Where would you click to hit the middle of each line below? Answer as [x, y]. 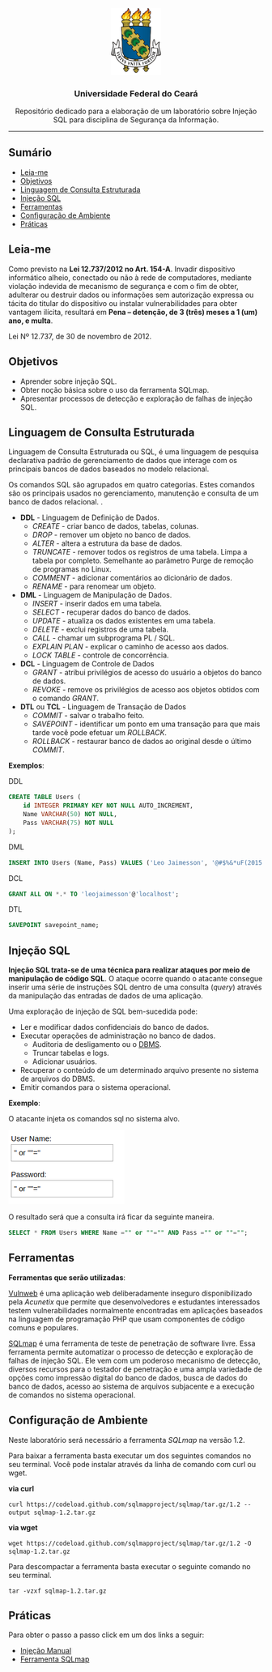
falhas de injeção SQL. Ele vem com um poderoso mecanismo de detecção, [134, 1360]
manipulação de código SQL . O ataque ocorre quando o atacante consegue [136, 979]
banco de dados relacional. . [56, 502]
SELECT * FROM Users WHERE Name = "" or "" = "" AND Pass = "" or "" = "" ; [128, 1233]
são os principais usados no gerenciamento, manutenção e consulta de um [134, 493]
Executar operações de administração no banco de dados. [118, 1036]
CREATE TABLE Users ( [45, 798]
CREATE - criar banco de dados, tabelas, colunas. [115, 526]
